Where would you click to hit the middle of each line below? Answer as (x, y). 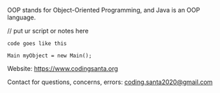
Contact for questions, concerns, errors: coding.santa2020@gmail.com (110, 82)
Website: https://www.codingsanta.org (63, 68)
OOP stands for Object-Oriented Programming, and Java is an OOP (104, 10)
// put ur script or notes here (48, 31)
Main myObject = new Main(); (50, 56)
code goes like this (37, 44)
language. (22, 17)
